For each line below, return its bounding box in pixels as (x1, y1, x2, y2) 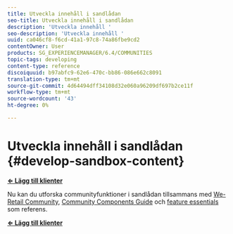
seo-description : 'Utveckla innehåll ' (7, 30, 125, 37)
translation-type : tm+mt (7, 75, 80, 83)
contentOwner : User (7, 43, 65, 50)
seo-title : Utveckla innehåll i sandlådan (7, 17, 134, 24)
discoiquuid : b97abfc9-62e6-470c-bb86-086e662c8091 (7, 69, 162, 76)
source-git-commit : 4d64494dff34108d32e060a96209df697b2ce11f (7, 82, 194, 89)
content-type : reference (7, 63, 80, 70)
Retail (7, 197, 24, 206)
